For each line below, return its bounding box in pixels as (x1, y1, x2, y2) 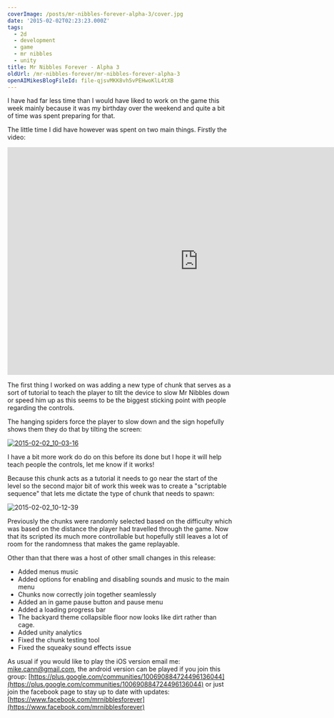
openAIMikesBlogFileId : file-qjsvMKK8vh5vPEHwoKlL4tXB (7, 76, 174, 84)
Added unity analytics (17, 628, 82, 637)
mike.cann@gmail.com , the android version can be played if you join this (7, 665, 221, 674)
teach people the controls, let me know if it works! (7, 460, 155, 469)
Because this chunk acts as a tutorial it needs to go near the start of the (7, 474, 218, 483)
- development (14, 37, 56, 44)
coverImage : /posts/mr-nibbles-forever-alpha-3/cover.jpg (7, 10, 183, 18)
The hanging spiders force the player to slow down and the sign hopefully (7, 417, 225, 426)
